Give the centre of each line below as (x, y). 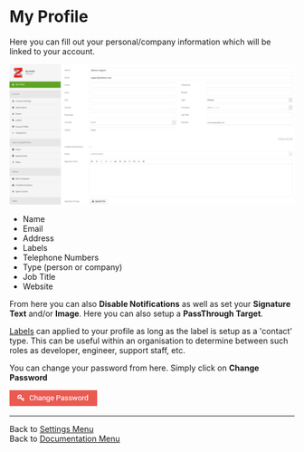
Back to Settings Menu (52, 429)
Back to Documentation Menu (65, 439)
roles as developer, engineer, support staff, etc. (97, 351)
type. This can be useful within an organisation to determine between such (149, 341)
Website (38, 286)
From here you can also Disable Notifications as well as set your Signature (150, 304)
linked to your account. (52, 51)
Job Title (39, 277)
